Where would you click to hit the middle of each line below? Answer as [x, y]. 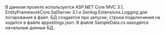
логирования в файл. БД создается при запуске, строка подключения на [83, 17]
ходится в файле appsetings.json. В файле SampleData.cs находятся [77, 22]
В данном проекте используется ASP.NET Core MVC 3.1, [65, 7]
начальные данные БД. [30, 28]
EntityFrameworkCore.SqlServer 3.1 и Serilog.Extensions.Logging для [76, 12]
